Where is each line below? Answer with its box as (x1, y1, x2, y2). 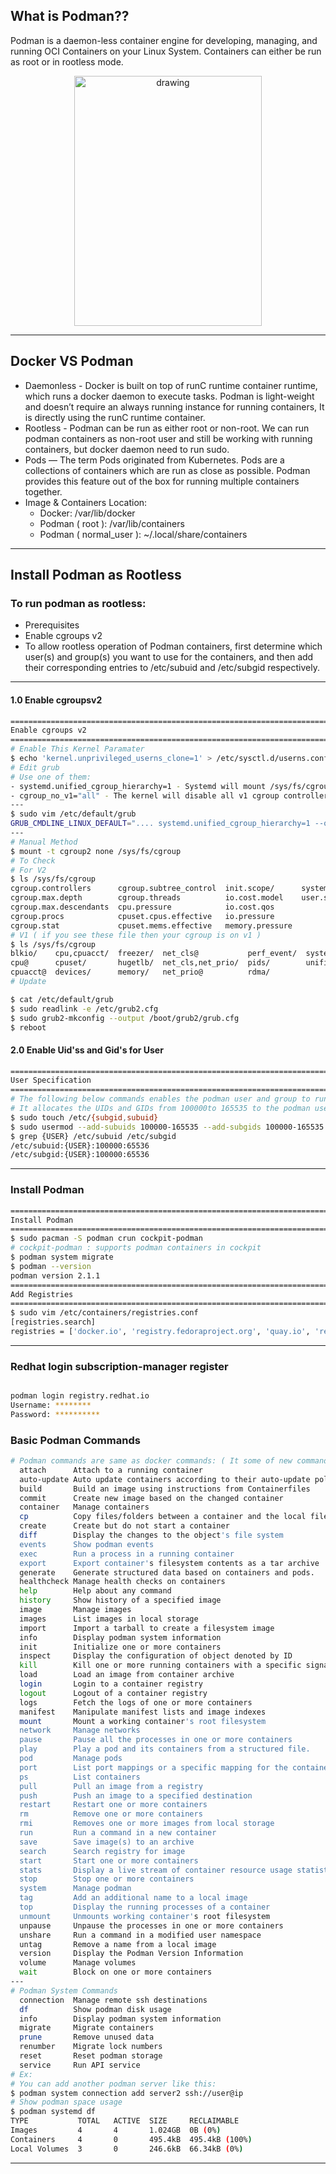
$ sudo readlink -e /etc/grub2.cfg (10, 1004, 159, 1014)
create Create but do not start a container (19, 1521, 230, 1531)
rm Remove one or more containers (19, 1809, 203, 1819)
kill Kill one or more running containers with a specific (19, 1660, 302, 1671)
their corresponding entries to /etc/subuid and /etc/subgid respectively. (24, 662, 320, 674)
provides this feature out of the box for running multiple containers (24, 475, 300, 487)
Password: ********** (10, 1409, 101, 1419)
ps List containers (19, 1772, 141, 1782)
